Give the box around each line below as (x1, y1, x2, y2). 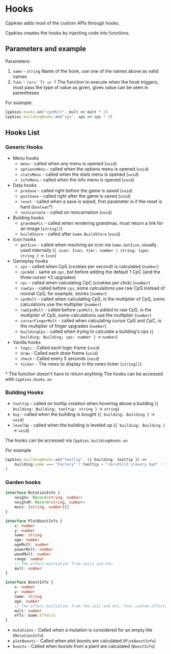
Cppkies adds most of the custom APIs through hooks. (5, 20, 120, 26)
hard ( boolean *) (20, 204, 53, 210)
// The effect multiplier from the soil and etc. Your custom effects (14, 604, 167, 609)
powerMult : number (14, 547, 53, 552)
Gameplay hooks (12, 258, 48, 264)
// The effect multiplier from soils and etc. (14, 561, 115, 566)
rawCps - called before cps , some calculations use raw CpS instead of (20, 285, 165, 291)
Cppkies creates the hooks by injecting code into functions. (5, 30, 130, 36)
